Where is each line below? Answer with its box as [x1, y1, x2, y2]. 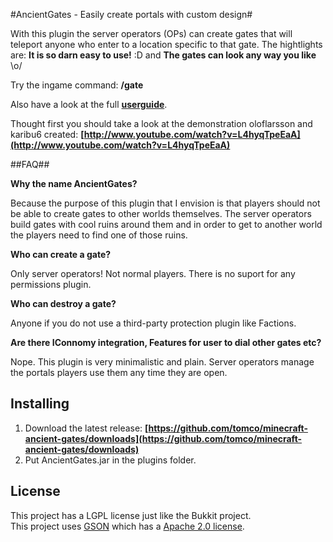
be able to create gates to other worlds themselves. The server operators [10, 208, 312, 219]
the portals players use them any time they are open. [10, 367, 228, 378]
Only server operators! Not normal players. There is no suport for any [10, 268, 296, 279]
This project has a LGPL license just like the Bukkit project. [10, 509, 252, 521]
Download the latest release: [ [24, 422, 149, 434]
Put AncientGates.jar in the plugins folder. [24, 454, 197, 466]
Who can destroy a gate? [10, 298, 117, 309]
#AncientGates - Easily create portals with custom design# [10, 9, 253, 20]
